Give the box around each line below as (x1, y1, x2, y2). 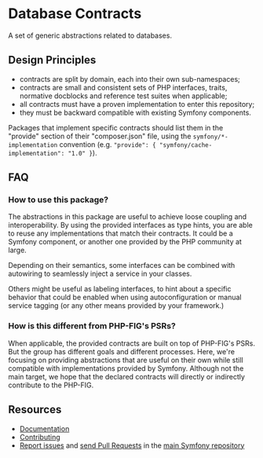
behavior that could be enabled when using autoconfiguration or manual (8, 292, 242, 302)
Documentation (19, 423, 70, 433)
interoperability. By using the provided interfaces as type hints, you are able (8, 221, 253, 230)
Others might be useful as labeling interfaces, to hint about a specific (8, 284, 232, 294)
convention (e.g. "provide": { (59, 139, 156, 149)
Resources (8, 403, 62, 416)
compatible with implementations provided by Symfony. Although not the (8, 363, 244, 373)
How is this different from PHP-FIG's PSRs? (8, 321, 177, 332)
